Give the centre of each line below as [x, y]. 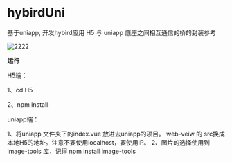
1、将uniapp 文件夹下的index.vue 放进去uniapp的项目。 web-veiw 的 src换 [113, 134]
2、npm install [28, 104]
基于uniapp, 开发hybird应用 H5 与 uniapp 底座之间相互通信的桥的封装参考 [111, 32]
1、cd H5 [20, 90]
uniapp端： [23, 119]
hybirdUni [36, 13]
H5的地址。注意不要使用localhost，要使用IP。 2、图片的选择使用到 [114, 142]
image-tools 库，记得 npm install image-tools [72, 151]
